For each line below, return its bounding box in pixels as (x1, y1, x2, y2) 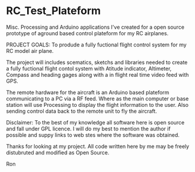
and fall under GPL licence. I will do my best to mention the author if (6, 125, 171, 132)
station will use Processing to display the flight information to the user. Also (6, 101, 189, 108)
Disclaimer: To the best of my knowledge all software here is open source (6, 119, 185, 126)
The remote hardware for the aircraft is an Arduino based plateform (6, 89, 170, 96)
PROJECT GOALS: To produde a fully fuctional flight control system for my (6, 41, 187, 48)
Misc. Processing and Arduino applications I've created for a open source (6, 23, 184, 31)
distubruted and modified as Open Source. (6, 149, 110, 156)
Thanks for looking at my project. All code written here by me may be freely (6, 143, 190, 150)
